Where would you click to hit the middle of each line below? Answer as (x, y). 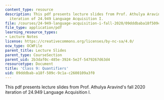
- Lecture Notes (21, 37)
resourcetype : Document (29, 64)
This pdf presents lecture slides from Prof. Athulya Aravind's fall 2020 (75, 87)
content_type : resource (29, 10)
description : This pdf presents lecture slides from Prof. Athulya (75, 14)
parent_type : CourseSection (34, 55)
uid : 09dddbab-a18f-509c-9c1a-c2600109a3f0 (50, 73)
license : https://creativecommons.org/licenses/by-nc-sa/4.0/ (70, 41)
